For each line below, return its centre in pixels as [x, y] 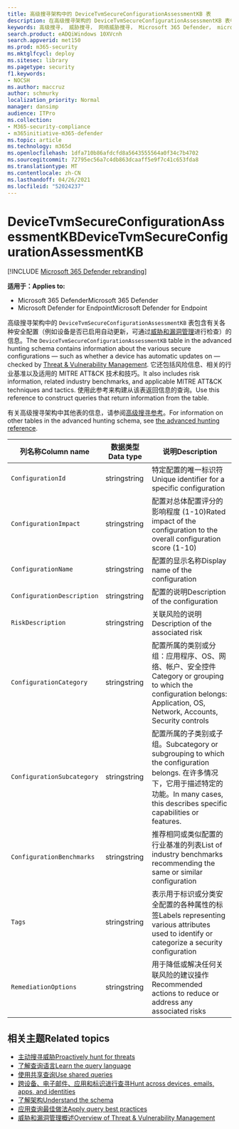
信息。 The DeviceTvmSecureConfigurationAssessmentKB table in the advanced [120, 341]
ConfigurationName [42, 569]
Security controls [180, 721]
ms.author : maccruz [36, 87]
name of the [172, 570]
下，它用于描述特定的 [187, 783]
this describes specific [190, 804]
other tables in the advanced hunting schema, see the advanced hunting [114, 421]
